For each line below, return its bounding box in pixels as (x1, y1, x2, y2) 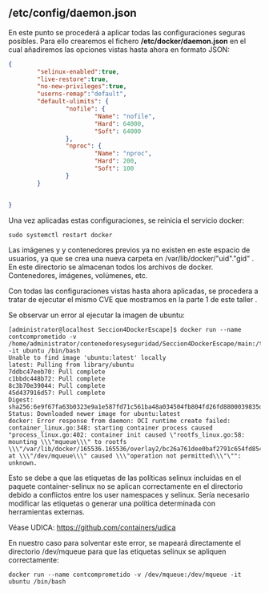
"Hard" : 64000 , (94, 119, 146, 127)
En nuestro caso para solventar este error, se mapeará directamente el (8, 538, 242, 547)
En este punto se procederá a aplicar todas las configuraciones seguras (8, 27, 246, 37)
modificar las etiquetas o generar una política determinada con (8, 498, 216, 508)
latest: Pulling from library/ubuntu (8, 361, 134, 369)
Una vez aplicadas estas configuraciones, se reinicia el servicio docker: (8, 216, 245, 225)
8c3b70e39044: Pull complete (8, 381, 106, 389)
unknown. (8, 458, 38, 467)
